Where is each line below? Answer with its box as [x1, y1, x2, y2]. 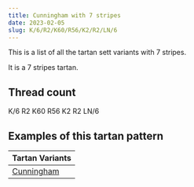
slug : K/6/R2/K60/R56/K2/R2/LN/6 [8, 26, 118, 34]
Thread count [8, 86, 76, 99]
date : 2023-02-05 [8, 19, 65, 27]
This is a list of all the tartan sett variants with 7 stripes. [8, 48, 187, 57]
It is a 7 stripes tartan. [8, 63, 79, 72]
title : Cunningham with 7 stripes [8, 11, 122, 20]
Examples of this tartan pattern [8, 129, 163, 142]
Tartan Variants [12, 152, 72, 163]
